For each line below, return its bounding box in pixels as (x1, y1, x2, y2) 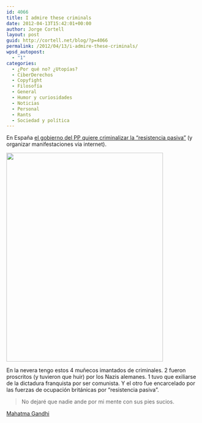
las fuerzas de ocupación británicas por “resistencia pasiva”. (6, 386, 159, 394)
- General (12, 89, 37, 95)
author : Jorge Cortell (6, 26, 64, 32)
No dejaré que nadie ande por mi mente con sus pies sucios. (21, 398, 174, 405)
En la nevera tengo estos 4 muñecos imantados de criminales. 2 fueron (6, 367, 186, 374)
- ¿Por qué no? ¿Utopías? (12, 66, 78, 72)
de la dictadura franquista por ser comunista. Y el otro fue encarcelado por (6, 379, 196, 387)
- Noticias (12, 100, 40, 106)
